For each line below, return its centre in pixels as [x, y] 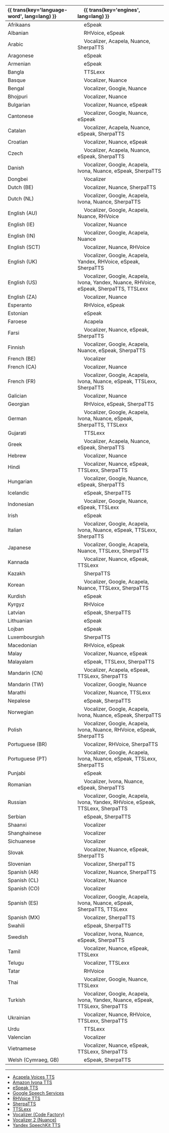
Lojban [16, 629]
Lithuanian [20, 621]
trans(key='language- [40, 10]
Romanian [20, 784]
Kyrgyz [16, 604]
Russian [17, 802]
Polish [15, 730]
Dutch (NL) [21, 199]
